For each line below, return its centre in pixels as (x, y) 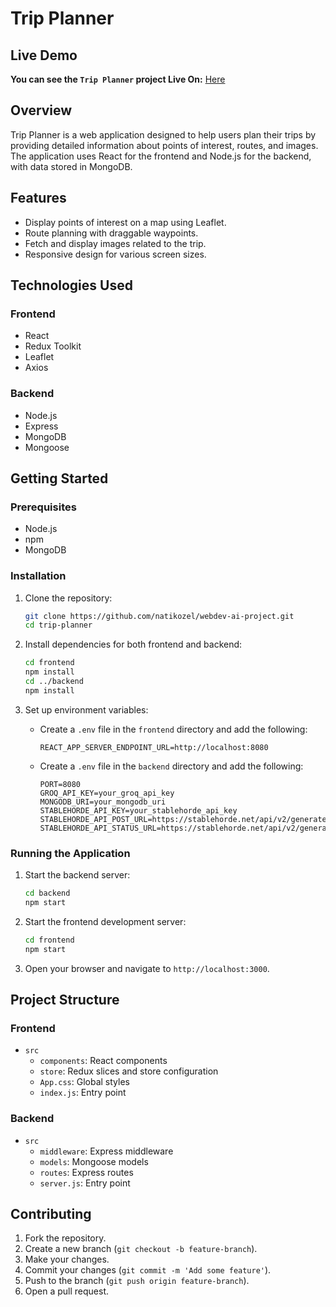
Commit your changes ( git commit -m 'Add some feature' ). (148, 1270)
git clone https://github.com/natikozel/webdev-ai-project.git (159, 616)
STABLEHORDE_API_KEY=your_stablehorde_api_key (138, 810)
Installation (38, 576)
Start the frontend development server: (105, 921)
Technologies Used (71, 285)
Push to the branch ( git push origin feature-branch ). (137, 1281)
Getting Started (59, 478)
